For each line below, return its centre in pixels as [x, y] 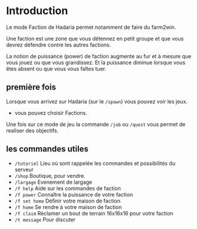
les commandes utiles [47, 149]
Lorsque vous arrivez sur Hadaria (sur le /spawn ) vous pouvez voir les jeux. [97, 101]
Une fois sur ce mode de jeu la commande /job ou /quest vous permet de [96, 124]
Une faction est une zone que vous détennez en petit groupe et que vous [95, 38]
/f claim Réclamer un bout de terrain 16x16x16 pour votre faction [94, 213]
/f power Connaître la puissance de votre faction [74, 194]
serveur [24, 170]
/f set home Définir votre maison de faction [68, 201]
